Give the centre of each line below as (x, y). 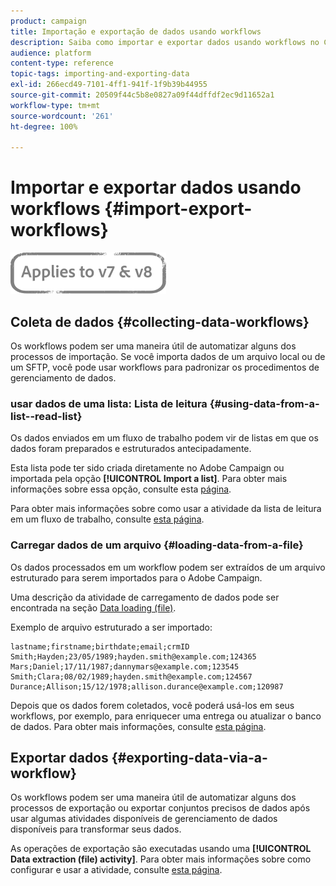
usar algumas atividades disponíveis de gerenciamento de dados (144, 819)
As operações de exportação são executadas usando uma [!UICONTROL (161, 849)
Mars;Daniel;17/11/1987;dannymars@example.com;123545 (125, 666)
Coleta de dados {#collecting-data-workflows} (160, 321)
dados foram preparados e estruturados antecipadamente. (131, 449)
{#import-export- (178, 209)
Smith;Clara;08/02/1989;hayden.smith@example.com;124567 (131, 676)
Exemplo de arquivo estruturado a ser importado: (111, 627)
